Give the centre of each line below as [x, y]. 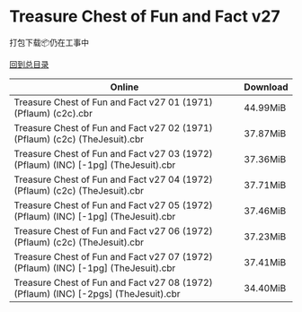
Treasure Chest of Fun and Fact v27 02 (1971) [113, 127]
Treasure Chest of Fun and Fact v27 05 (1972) [113, 205]
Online [124, 87]
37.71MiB [265, 185]
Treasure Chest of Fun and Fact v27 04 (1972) [113, 179]
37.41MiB [265, 262]
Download [266, 87]
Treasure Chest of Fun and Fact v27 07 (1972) [113, 256]
